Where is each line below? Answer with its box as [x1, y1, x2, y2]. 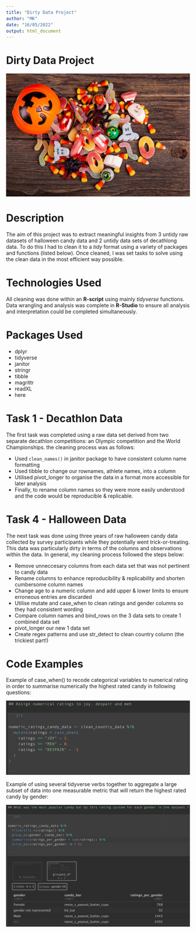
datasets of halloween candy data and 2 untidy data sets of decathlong [6, 237, 177, 244]
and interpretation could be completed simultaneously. [6, 308, 138, 315]
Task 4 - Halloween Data [6, 513, 127, 526]
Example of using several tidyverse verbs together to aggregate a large [6, 781, 177, 788]
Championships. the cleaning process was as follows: [6, 444, 135, 451]
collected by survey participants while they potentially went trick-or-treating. [6, 538, 190, 546]
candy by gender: [6, 793, 48, 800]
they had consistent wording [14, 606, 83, 613]
